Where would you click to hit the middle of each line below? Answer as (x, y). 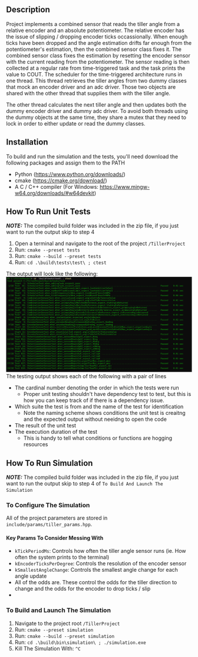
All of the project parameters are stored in (57, 518)
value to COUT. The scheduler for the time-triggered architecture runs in (94, 74)
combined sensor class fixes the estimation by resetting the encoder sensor (98, 55)
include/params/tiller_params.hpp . (49, 524)
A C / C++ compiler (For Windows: (57, 186)
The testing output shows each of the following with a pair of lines (86, 376)
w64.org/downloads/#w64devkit (54, 193)
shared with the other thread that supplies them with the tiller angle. (88, 93)
